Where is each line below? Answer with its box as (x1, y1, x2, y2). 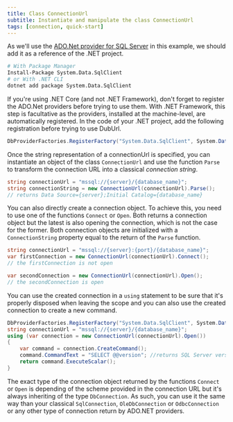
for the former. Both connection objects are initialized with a (7, 226, 178, 235)
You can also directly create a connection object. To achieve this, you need (7, 204, 222, 212)
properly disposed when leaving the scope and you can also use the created (7, 298, 226, 307)
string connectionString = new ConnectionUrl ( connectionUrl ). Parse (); (7, 185, 216, 192)
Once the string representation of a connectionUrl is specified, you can (7, 150, 210, 158)
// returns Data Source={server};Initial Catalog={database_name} (7, 192, 203, 199)
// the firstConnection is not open (7, 260, 113, 267)
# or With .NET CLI (7, 76, 64, 83)
